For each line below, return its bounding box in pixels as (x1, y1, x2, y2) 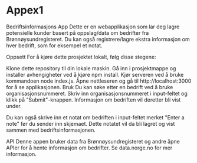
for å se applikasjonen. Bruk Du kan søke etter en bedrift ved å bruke (6, 83, 173, 90)
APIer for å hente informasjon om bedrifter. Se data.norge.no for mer (6, 144, 173, 151)
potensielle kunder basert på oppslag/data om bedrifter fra (6, 29, 149, 36)
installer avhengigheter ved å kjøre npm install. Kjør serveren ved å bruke (6, 71, 184, 78)
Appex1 (6, 4, 44, 17)
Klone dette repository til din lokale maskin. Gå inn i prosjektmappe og (6, 64, 176, 71)
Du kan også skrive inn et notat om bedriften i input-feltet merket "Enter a (6, 113, 185, 121)
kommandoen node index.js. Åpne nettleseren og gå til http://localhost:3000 (6, 77, 192, 84)
